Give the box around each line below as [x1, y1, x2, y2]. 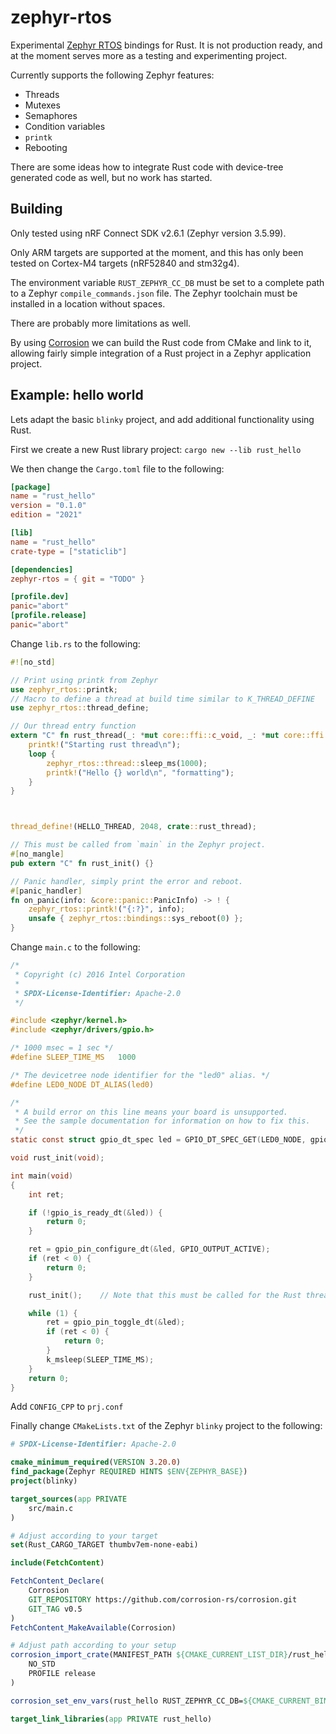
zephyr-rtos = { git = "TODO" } [10, 574, 145, 584]
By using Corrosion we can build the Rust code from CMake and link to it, [10, 336, 312, 348]
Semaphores [24, 109, 78, 121]
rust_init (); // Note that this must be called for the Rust [28, 1290, 302, 1300]
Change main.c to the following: [10, 941, 141, 953]
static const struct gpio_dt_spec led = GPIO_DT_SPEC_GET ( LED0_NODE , [10, 1135, 307, 1145]
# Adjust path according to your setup [10, 1641, 177, 1651]
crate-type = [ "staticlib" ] [10, 546, 128, 556]
